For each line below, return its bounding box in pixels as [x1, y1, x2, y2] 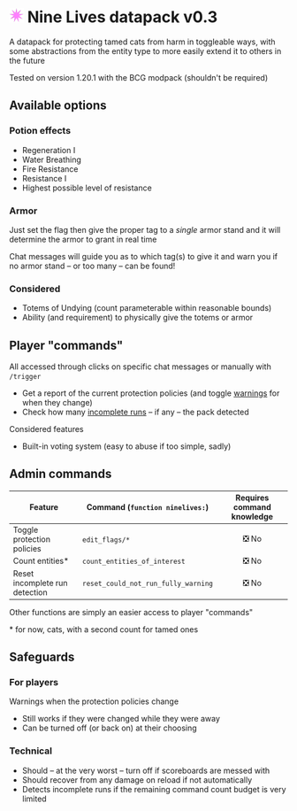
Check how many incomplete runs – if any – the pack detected [21, 406, 249, 418]
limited [21, 793, 47, 804]
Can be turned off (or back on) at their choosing [21, 722, 197, 733]
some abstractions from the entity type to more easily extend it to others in [9, 45, 282, 56]
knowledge [231, 512, 274, 522]
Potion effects [9, 125, 72, 137]
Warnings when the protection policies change [9, 696, 179, 707]
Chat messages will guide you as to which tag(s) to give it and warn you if [9, 251, 278, 261]
